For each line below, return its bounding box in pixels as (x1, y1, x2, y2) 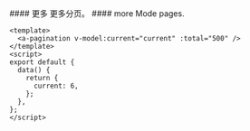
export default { (9, 58, 75, 67)
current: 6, (33, 81, 79, 90)
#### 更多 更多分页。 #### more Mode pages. (9, 8, 185, 19)
